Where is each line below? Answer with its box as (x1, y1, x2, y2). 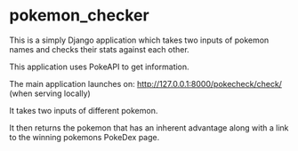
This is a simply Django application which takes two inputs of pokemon (9, 35, 270, 45)
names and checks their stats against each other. (9, 44, 189, 54)
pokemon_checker (9, 5, 149, 26)
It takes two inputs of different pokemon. (9, 105, 158, 115)
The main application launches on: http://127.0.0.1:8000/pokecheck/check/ (9, 78, 283, 89)
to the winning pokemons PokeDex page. (9, 131, 160, 142)
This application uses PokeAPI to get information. (9, 61, 189, 72)
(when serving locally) (9, 88, 91, 99)
